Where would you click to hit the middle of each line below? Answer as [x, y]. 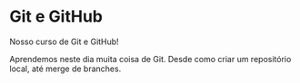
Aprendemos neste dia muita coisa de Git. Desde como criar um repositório [150, 59]
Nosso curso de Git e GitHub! [65, 41]
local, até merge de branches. [65, 69]
